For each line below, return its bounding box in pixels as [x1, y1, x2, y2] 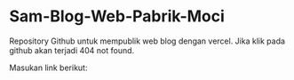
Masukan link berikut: [9, 62, 88, 73]
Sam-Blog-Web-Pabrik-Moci [9, 6, 225, 27]
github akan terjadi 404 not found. [9, 44, 135, 55]
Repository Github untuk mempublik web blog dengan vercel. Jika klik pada [9, 36, 286, 46]
